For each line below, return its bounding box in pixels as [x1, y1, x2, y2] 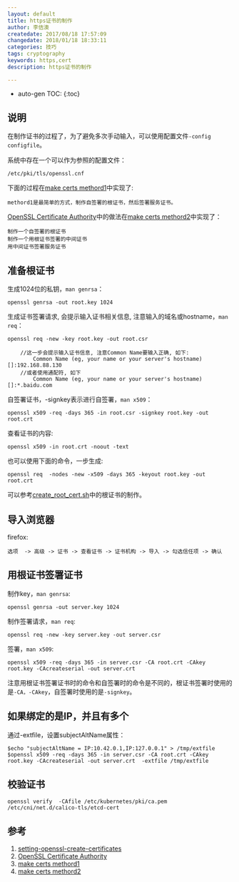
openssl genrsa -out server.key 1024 [7, 603, 120, 610]
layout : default [7, 10, 56, 18]
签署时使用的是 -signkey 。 [60, 687, 136, 696]
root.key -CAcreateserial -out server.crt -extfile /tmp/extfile [7, 757, 209, 764]
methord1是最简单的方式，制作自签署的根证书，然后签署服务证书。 [7, 199, 177, 207]
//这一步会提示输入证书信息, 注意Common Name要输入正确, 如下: [20, 349, 190, 357]
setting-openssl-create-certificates [17, 844, 122, 853]
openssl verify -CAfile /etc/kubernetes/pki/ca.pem [7, 798, 168, 805]
